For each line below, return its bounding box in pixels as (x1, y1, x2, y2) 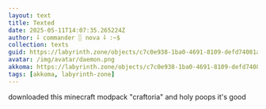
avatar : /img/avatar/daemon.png (8, 56, 115, 64)
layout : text (8, 11, 51, 20)
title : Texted (8, 19, 55, 27)
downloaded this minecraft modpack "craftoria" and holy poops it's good (8, 92, 247, 101)
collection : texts (8, 41, 69, 49)
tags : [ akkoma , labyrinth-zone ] (8, 70, 115, 78)
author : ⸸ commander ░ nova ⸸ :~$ (8, 33, 120, 42)
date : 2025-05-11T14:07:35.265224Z (8, 26, 126, 34)
